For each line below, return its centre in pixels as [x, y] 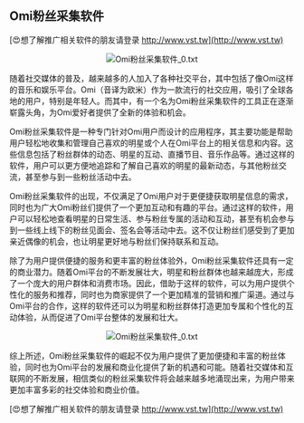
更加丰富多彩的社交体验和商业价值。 [77, 389]
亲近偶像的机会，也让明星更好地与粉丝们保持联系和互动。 [116, 241]
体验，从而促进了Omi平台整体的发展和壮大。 [100, 317]
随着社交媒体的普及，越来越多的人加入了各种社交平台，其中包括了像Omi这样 [152, 78]
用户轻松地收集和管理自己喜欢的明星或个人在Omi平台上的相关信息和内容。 [148, 142]
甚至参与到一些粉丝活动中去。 [81, 177]
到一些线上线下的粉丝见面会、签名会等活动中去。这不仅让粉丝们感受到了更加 [152, 230]
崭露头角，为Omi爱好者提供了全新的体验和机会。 [100, 112]
